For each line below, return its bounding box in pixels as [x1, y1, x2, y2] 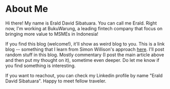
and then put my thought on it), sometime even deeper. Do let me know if [5, 57, 160, 63]
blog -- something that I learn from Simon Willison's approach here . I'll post [5, 46, 165, 52]
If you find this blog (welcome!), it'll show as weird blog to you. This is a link [5, 40, 165, 47]
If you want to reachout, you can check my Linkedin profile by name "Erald [5, 72, 163, 78]
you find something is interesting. [5, 62, 76, 69]
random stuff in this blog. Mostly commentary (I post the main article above [5, 52, 164, 58]
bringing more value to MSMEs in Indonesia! [5, 31, 99, 37]
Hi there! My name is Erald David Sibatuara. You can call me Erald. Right [5, 20, 157, 26]
